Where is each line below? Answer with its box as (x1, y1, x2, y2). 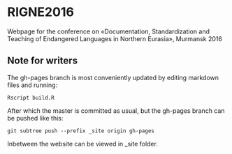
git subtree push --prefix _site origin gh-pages (7, 127, 155, 134)
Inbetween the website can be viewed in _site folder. (7, 139, 159, 148)
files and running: (7, 81, 58, 89)
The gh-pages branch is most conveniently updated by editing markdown (7, 73, 219, 82)
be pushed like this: (7, 114, 64, 122)
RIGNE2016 (7, 4, 75, 20)
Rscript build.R (7, 94, 55, 101)
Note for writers (7, 55, 78, 67)
